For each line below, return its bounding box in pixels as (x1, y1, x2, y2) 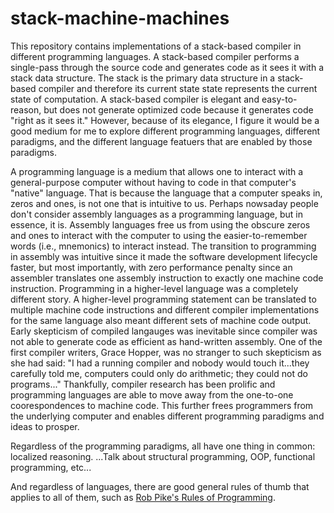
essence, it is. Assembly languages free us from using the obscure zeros (10, 218, 311, 231)
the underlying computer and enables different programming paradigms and (10, 410, 325, 422)
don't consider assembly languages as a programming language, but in (10, 208, 303, 220)
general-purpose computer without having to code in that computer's (10, 176, 297, 188)
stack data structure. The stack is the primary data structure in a (10, 72, 276, 84)
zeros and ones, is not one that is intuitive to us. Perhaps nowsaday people (10, 197, 319, 209)
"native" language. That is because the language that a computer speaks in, (10, 187, 323, 199)
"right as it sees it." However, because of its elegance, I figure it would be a (10, 114, 320, 126)
